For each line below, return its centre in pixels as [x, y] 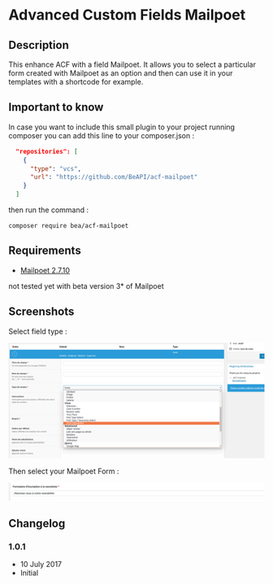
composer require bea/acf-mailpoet [69, 226]
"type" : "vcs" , [56, 168]
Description [39, 45]
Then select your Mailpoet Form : [64, 471]
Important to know [56, 107]
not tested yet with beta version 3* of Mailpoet [86, 285]
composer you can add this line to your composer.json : [102, 135]
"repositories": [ [47, 151]
